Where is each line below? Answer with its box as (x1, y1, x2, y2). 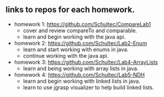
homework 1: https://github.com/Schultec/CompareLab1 (14, 20, 151, 27)
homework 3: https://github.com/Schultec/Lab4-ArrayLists (14, 58, 158, 65)
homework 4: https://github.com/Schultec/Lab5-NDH (14, 71, 145, 78)
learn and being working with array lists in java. (23, 65, 139, 72)
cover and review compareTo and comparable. (23, 27, 137, 34)
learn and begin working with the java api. (23, 33, 126, 40)
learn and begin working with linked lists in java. (23, 77, 141, 85)
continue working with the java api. (23, 52, 109, 59)
